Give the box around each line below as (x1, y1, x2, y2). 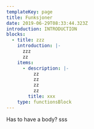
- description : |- (22, 65, 69, 71)
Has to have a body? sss (6, 116, 68, 123)
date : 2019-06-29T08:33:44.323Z (6, 20, 88, 26)
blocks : (6, 31, 26, 38)
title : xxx (28, 93, 56, 99)
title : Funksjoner (6, 15, 53, 21)
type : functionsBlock (17, 99, 72, 105)
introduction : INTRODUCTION (6, 25, 78, 32)
